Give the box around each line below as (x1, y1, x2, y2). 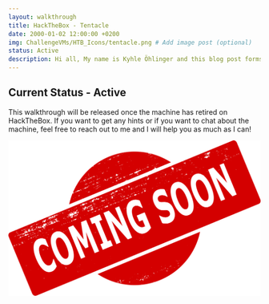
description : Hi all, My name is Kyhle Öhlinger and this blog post (8, 55, 242, 63)
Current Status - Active (8, 86, 126, 99)
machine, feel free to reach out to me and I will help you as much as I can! (8, 124, 252, 134)
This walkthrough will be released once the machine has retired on (8, 107, 228, 116)
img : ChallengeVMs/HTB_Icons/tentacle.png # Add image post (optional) (8, 39, 252, 47)
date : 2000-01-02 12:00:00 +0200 (8, 30, 120, 38)
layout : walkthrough (8, 13, 78, 21)
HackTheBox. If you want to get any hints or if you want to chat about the (8, 116, 250, 125)
